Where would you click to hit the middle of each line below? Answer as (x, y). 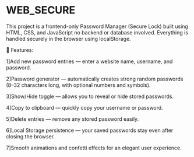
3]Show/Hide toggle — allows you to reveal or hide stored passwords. (90, 96)
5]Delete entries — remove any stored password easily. (73, 119)
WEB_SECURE (41, 10)
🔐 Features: (20, 50)
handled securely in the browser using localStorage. (68, 39)
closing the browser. (31, 136)
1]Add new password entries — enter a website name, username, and (89, 61)
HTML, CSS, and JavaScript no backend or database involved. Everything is (97, 32)
